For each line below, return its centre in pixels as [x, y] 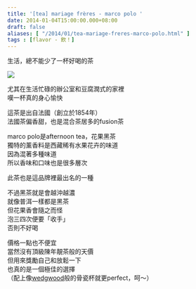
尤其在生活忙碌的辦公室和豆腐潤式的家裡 [66, 89]
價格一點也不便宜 [32, 243]
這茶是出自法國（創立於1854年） [54, 113]
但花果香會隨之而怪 [35, 210]
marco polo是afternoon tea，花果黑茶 [61, 136]
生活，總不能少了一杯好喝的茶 [50, 61]
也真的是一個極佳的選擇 [41, 269]
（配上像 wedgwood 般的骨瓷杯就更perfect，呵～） [80, 278]
